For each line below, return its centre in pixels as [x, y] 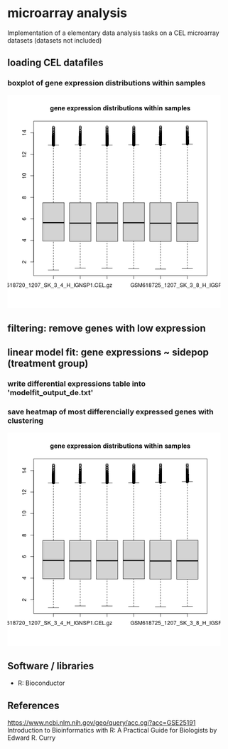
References [33, 705]
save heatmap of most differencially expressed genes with [111, 412]
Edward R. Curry [32, 738]
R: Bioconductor [41, 683]
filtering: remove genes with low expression [107, 329]
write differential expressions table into [77, 384]
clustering [26, 421]
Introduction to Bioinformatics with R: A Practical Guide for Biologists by [112, 730]
